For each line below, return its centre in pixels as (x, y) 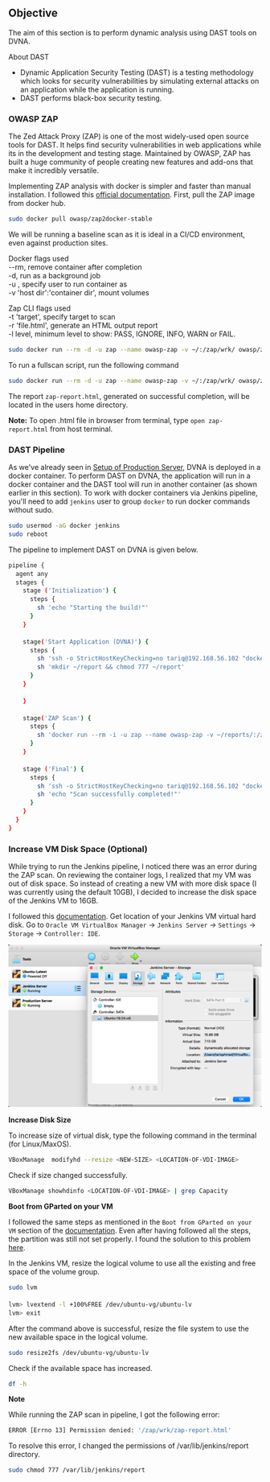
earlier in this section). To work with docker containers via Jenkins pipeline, (133, 493)
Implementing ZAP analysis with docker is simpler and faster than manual (130, 186)
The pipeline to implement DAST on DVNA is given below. (103, 550)
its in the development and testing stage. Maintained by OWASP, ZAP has (130, 154)
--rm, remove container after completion (75, 267)
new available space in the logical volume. (78, 1337)
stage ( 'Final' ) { (53, 769)
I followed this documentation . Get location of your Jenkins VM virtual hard (132, 916)
